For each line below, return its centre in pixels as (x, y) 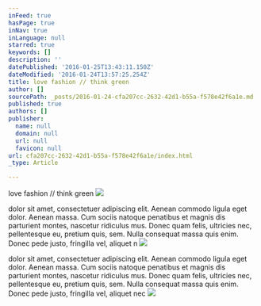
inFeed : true (30, 15)
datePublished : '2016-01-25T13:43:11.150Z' (81, 67)
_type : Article (33, 163)
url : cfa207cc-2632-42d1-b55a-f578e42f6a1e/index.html (101, 155)
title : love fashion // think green (69, 82)
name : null (33, 126)
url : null (31, 141)
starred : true (32, 45)
